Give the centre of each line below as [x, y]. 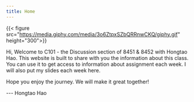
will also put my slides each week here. [53, 70]
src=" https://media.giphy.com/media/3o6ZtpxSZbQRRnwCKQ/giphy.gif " [93, 34]
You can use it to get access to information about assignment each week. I [96, 64]
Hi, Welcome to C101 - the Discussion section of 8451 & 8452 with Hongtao [97, 52]
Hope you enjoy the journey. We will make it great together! [78, 82]
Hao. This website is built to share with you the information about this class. [97, 58]
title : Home [21, 11]
